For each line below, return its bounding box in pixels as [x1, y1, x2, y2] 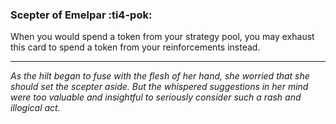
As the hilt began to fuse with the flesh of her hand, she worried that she [10, 70, 310, 82]
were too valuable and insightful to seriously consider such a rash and [10, 91, 302, 103]
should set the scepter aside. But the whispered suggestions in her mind [10, 81, 309, 93]
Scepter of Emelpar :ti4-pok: [10, 8, 153, 22]
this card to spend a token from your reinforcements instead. [10, 41, 261, 53]
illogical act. [10, 102, 61, 114]
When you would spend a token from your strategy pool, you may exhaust [10, 31, 315, 43]
